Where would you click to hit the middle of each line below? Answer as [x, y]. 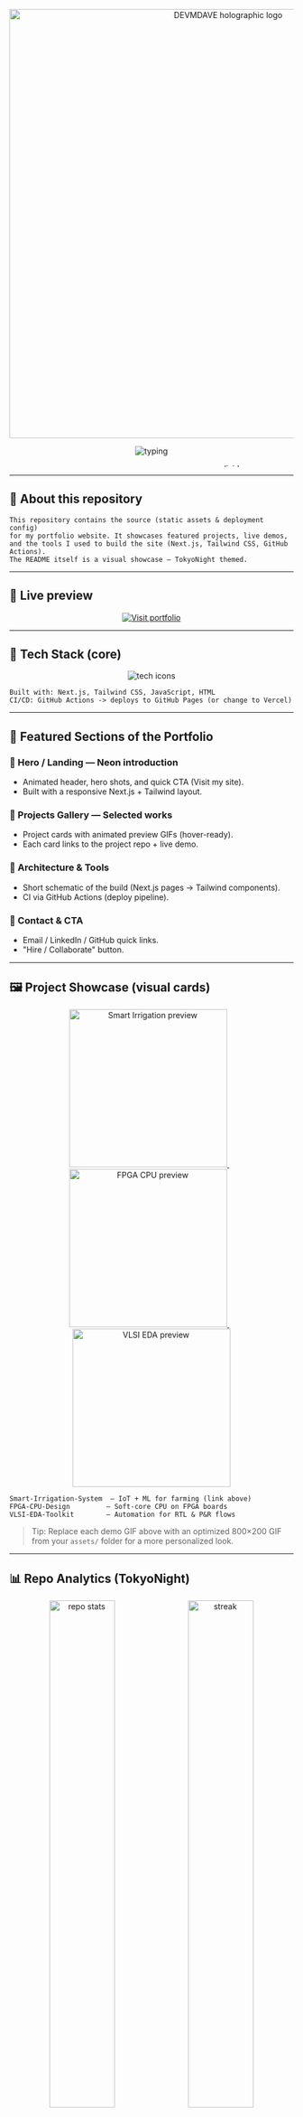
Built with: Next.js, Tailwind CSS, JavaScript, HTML [113, 693]
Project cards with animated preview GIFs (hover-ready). [128, 835]
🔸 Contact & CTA [46, 920]
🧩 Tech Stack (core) [65, 655]
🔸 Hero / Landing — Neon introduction [94, 762]
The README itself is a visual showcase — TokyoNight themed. [129, 559]
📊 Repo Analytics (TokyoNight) [100, 1579]
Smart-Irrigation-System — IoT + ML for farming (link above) [131, 1499]
